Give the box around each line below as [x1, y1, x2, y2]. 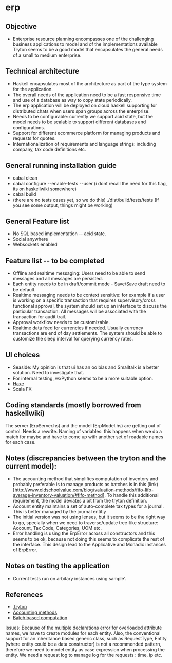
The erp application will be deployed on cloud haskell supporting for [12, 102, 157, 109]
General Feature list [5, 217, 69, 226]
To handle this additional [107, 492, 159, 498]
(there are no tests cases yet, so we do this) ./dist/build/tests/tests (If [12, 196, 159, 203]
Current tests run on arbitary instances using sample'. [12, 575, 127, 581]
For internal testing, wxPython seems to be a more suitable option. [12, 375, 154, 382]
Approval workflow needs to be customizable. [12, 319, 110, 326]
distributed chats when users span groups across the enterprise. [12, 107, 150, 114]
